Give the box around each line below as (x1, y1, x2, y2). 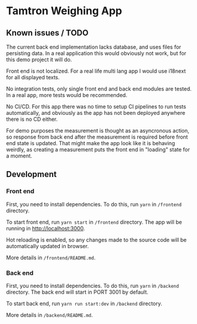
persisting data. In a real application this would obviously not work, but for (6, 50, 186, 57)
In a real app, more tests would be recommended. (6, 92, 128, 98)
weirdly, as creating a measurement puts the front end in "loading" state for (6, 146, 190, 153)
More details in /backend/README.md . (6, 311, 93, 318)
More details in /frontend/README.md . (6, 254, 96, 261)
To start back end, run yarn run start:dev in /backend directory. (6, 300, 163, 307)
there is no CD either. (6, 116, 58, 123)
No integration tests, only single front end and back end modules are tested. (6, 85, 192, 92)
